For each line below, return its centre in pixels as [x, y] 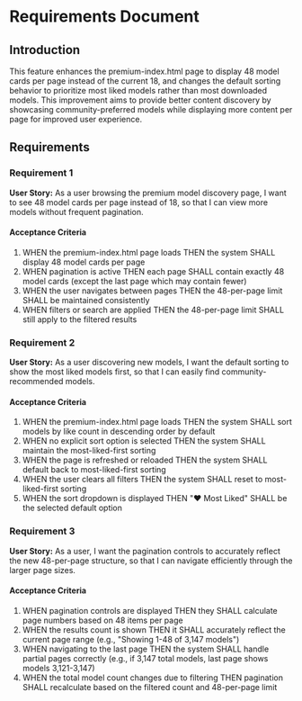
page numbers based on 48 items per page [102, 620]
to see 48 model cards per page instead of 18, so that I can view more [138, 202]
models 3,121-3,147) [59, 668]
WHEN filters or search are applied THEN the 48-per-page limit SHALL [153, 310]
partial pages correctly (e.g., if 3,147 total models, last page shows [145, 658]
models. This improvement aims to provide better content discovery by [140, 100]
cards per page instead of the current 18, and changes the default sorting [145, 81]
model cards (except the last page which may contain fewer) [134, 281]
